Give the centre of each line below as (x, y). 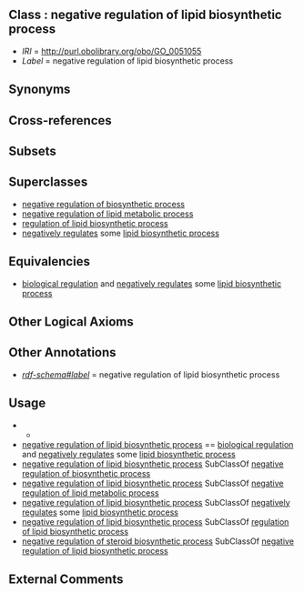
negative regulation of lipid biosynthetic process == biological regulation (157, 444)
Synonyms (40, 90)
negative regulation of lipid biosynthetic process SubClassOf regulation (155, 521)
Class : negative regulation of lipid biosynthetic (146, 15)
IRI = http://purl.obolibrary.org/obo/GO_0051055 (111, 51)
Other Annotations (62, 352)
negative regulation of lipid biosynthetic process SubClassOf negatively (156, 502)
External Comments (66, 580)
